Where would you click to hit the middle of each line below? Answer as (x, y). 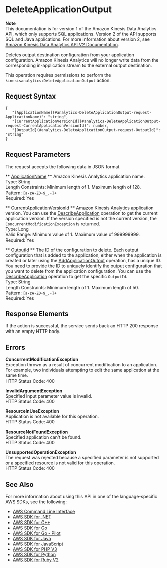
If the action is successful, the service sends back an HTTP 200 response (82, 326)
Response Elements (37, 314)
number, (101, 126)
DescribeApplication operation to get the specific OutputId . (66, 276)
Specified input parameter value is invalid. (49, 396)
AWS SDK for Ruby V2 (35, 560)
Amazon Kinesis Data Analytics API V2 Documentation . (62, 44)
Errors (15, 347)
